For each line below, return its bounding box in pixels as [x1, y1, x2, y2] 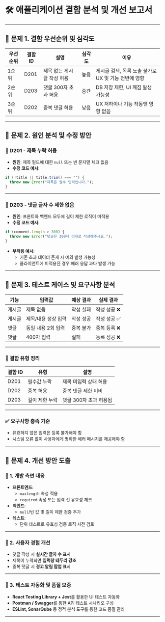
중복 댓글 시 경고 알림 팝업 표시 [12, 564, 71, 569]
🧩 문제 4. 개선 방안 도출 [5, 456, 71, 464]
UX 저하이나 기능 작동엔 [95, 100, 148, 107]
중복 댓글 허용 [43, 104, 74, 111]
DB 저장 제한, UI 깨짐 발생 [95, 84, 152, 91]
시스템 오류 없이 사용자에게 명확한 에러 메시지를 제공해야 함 [12, 436, 125, 442]
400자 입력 [26, 333, 51, 340]
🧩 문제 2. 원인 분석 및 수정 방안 [5, 131, 92, 140]
